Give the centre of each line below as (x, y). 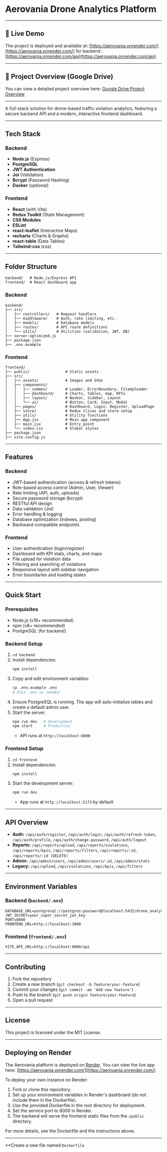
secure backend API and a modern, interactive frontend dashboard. (74, 114)
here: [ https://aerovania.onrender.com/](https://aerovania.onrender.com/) (80, 1070)
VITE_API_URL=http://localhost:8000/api (48, 947)
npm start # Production (41, 726)
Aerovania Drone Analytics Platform (81, 9)
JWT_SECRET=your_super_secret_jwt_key (45, 915)
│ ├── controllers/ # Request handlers (51, 314)
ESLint (19, 225)
